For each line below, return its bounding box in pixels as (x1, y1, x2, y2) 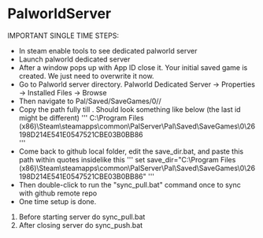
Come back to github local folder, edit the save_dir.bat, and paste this (18, 147, 244, 156)
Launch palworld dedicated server (18, 54, 131, 64)
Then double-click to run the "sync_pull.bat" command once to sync (18, 180, 241, 189)
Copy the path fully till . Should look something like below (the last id (18, 104, 241, 114)
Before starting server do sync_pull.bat (18, 212, 146, 221)
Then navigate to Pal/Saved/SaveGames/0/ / (18, 96, 162, 106)
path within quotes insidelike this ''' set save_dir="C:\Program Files (18, 154, 236, 164)
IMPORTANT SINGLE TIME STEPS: (7, 31, 120, 40)
